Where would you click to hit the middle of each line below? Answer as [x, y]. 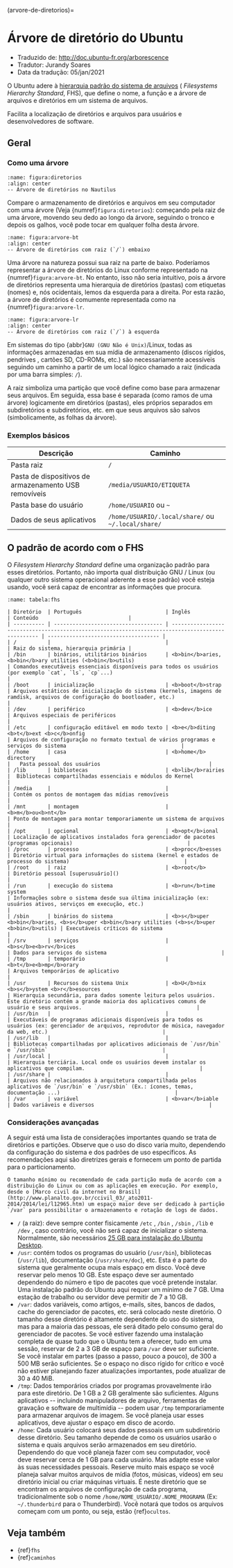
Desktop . [30, 1245]
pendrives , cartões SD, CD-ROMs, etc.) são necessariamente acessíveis [111, 359]
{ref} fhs [28, 1550]
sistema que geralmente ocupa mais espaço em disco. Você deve [111, 1267]
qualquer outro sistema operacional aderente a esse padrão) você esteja [111, 579]
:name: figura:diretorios [44, 177]
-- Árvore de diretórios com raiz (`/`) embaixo [79, 250]
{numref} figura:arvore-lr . [46, 307]
